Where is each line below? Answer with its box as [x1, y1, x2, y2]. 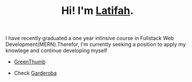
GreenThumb [13, 58, 46, 65]
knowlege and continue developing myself [5, 47, 107, 54]
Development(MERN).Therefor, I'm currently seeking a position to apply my [5, 41, 186, 48]
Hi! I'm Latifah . [61, 4, 134, 17]
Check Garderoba [13, 69, 57, 76]
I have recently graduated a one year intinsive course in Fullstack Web [5, 34, 174, 41]
